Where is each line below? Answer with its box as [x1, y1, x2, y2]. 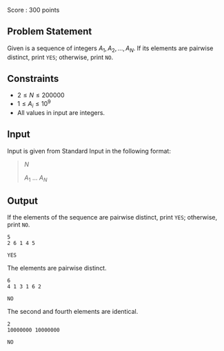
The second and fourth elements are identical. [7, 308, 139, 316]
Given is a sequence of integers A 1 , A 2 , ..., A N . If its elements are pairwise [7, 44, 214, 54]
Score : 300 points [7, 6, 60, 14]
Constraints [7, 73, 59, 85]
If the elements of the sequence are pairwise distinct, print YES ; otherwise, [7, 213, 218, 222]
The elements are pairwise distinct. [7, 264, 107, 273]
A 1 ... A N [23, 173, 48, 183]
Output [7, 195, 38, 206]
